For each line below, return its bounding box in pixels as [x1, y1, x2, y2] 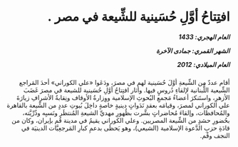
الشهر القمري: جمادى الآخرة [155, 46, 230, 55]
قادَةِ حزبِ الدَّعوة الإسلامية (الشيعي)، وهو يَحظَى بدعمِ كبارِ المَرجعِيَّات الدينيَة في [21, 123, 230, 133]
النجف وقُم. [200, 131, 230, 140]
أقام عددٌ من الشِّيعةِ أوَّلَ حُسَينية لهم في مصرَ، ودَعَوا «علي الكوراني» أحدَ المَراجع [19, 78, 230, 87]
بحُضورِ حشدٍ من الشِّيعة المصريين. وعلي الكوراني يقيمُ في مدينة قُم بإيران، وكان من [11, 116, 230, 125]
